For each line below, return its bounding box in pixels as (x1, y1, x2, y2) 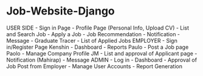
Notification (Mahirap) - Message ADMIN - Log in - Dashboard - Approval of (6, 56, 198, 63)
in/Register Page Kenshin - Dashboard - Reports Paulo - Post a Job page (6, 43, 189, 51)
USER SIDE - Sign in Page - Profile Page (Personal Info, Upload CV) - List (6, 24, 190, 31)
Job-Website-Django (6, 4, 115, 18)
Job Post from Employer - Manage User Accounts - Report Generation (6, 62, 182, 70)
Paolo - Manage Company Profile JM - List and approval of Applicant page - (6, 49, 198, 57)
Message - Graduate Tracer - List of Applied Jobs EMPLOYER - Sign (6, 37, 177, 44)
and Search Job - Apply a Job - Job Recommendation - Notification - (6, 30, 181, 37)
